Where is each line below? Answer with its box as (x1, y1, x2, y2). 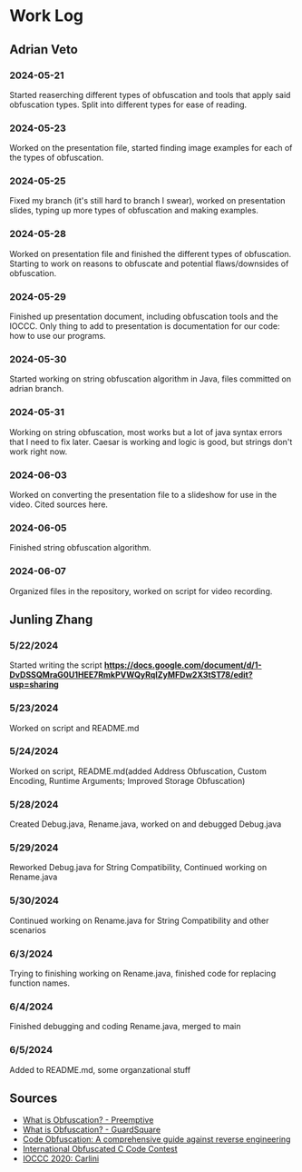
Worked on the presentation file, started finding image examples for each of (9, 143, 293, 154)
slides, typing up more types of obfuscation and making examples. (9, 205, 258, 216)
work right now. (9, 446, 68, 457)
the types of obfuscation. (9, 152, 104, 164)
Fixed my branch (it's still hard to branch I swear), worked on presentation (9, 195, 286, 206)
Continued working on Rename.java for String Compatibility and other (9, 915, 269, 926)
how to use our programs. (9, 331, 106, 342)
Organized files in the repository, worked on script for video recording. (9, 585, 273, 596)
